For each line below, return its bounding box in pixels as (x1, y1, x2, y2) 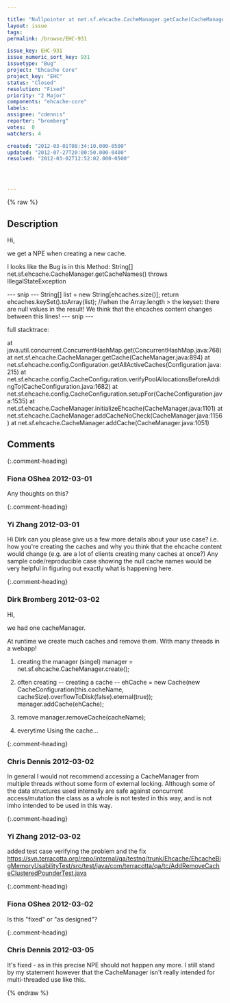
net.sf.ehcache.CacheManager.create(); (16, 665, 130, 673)
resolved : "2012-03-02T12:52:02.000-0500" (7, 155, 130, 162)
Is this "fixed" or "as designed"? (7, 915, 98, 923)
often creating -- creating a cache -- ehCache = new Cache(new (16, 678, 201, 686)
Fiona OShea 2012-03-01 (7, 474, 92, 483)
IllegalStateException (7, 277, 66, 285)
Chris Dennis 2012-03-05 (7, 945, 94, 955)
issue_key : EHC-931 (7, 47, 63, 55)
